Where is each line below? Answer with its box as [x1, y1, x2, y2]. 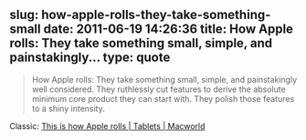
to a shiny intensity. [31, 103, 105, 114]
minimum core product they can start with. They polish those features [31, 93, 295, 104]
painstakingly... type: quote [9, 50, 171, 65]
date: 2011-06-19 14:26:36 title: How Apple [43, 22, 294, 37]
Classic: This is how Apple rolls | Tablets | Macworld [9, 120, 206, 131]
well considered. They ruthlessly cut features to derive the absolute [31, 84, 286, 95]
